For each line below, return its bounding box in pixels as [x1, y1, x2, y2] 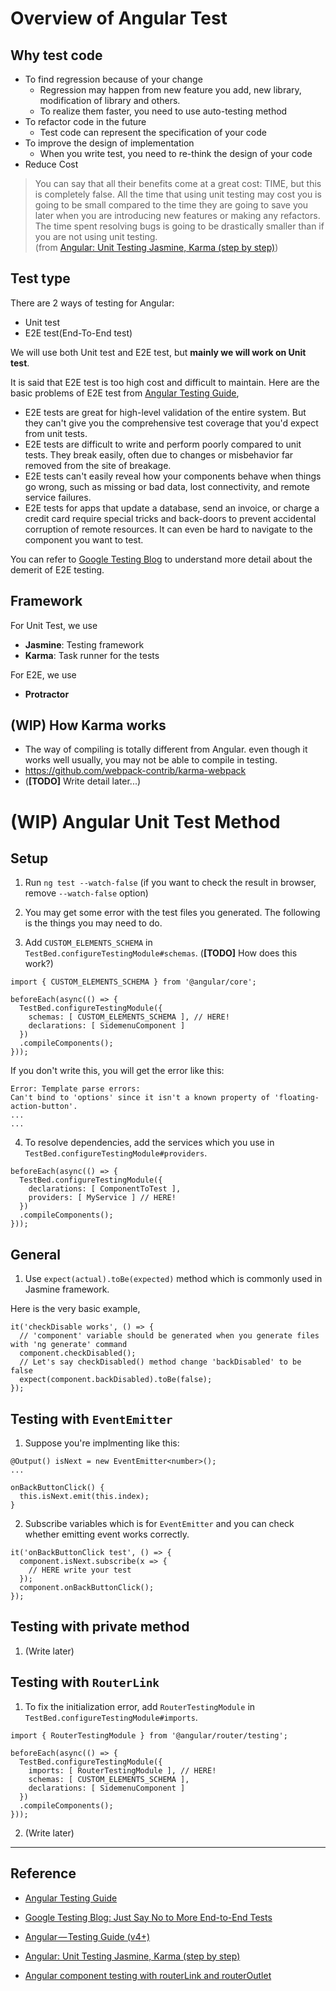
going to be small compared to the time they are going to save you [34, 199, 309, 211]
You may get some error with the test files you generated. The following [24, 907, 321, 919]
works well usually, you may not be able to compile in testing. [24, 754, 278, 766]
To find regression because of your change [24, 73, 203, 85]
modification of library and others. [39, 95, 181, 106]
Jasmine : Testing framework [24, 638, 145, 651]
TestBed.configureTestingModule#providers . [24, 1147, 208, 1159]
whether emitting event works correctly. [24, 1528, 190, 1541]
